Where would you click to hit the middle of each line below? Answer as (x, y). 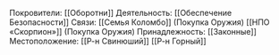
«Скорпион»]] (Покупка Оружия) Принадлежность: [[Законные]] (133, 31)
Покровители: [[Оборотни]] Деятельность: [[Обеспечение (121, 13)
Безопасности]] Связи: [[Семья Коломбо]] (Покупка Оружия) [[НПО (139, 22)
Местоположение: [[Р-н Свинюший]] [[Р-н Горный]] (108, 41)
